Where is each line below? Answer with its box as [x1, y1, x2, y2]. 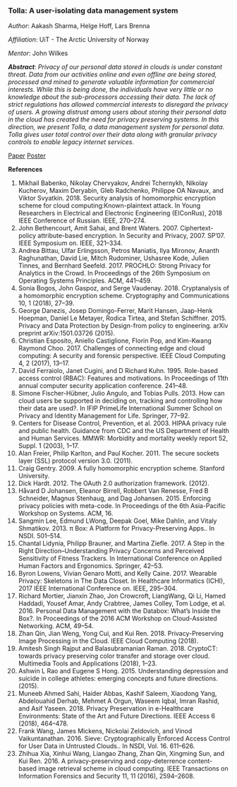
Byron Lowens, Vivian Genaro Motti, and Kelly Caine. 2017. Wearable [18, 569, 217, 578]
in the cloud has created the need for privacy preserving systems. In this [8, 115, 219, 124]
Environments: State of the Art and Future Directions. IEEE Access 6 [18, 712, 216, 721]
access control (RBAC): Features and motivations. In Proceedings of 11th [18, 374, 229, 383]
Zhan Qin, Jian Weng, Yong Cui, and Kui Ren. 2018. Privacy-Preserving [18, 629, 224, 638]
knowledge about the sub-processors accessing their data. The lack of [8, 93, 216, 101]
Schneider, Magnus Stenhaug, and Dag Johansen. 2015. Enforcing [18, 494, 211, 503]
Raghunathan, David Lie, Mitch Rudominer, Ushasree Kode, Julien [18, 254, 209, 263]
